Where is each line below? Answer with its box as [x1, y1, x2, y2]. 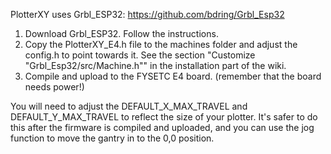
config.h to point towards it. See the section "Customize [24, 49, 256, 61]
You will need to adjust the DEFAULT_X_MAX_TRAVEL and [10, 100, 248, 112]
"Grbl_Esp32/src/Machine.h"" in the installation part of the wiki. [24, 60, 287, 71]
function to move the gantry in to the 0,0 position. [10, 132, 215, 144]
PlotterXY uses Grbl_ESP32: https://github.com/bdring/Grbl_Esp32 [10, 9, 285, 20]
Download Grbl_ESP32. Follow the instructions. [24, 28, 219, 39]
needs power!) [24, 81, 85, 93]
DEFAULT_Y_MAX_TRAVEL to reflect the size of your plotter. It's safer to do [10, 111, 318, 123]
